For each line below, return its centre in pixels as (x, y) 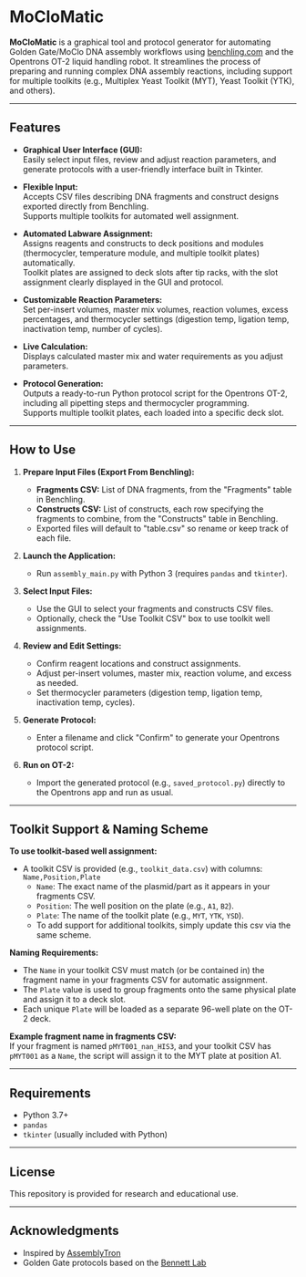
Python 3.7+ (46, 1116)
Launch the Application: (69, 555)
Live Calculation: (55, 346)
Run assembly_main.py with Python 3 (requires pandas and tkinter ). (162, 573)
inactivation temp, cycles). (86, 702)
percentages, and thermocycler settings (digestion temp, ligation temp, (156, 319)
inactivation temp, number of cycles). (92, 328)
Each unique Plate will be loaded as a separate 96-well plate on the (149, 1009)
